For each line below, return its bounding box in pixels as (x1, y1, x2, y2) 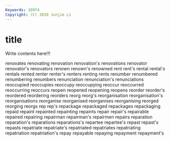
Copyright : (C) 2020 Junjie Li (5, 12, 72, 17)
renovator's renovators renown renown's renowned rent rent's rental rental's (5, 66, 165, 72)
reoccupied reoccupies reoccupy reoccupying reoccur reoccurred (5, 82, 144, 88)
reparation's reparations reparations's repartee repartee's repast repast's (5, 119, 159, 125)
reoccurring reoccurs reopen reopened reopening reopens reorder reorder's (5, 87, 165, 93)
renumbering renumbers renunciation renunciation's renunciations (5, 76, 144, 82)
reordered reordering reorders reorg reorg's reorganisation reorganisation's (5, 92, 163, 99)
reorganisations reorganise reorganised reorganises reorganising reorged (5, 98, 159, 104)
